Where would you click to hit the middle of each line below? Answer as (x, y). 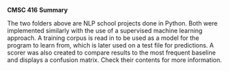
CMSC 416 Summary (38, 10)
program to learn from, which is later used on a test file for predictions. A (111, 45)
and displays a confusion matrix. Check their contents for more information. (114, 60)
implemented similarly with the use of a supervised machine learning (105, 31)
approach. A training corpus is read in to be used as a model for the (103, 38)
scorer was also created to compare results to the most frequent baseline (111, 52)
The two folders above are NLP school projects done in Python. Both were (112, 23)
